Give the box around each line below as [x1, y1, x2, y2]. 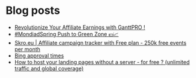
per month [14, 45, 40, 53]
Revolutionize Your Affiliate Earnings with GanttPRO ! [14, 24, 145, 31]
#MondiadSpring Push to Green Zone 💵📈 [14, 30, 119, 37]
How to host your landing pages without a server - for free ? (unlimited [14, 58, 190, 65]
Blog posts [5, 4, 60, 18]
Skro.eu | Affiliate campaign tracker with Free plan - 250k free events [14, 39, 187, 46]
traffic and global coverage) [14, 65, 84, 72]
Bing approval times [14, 52, 65, 59]
